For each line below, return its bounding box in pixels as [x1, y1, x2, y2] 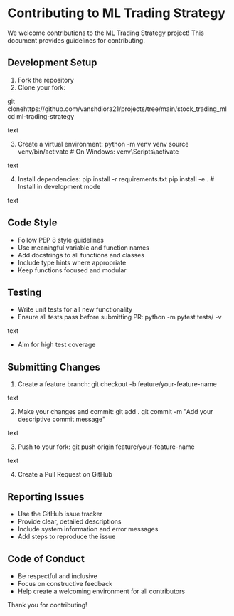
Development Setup [7, 57, 97, 69]
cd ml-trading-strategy [7, 112, 75, 120]
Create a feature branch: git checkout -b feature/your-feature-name [17, 380, 217, 388]
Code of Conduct [7, 553, 85, 565]
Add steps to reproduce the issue [17, 532, 116, 541]
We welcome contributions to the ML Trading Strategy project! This [7, 28, 204, 37]
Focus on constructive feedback [17, 579, 112, 588]
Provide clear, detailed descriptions [17, 517, 122, 526]
